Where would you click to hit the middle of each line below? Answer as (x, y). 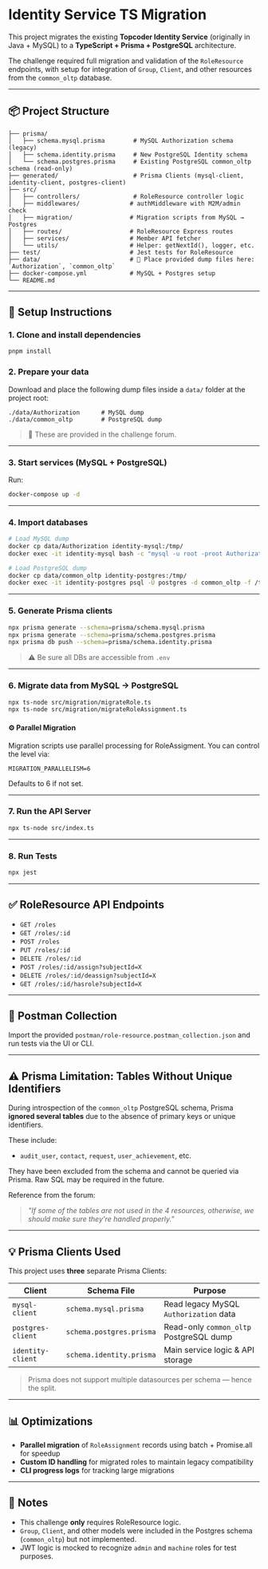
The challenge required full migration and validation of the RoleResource (126, 61)
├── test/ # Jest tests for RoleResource (121, 252)
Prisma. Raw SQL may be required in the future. (87, 1180)
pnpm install (30, 352)
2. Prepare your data (49, 372)
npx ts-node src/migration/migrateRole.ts (80, 702)
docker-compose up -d (44, 494)
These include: (33, 1140)
